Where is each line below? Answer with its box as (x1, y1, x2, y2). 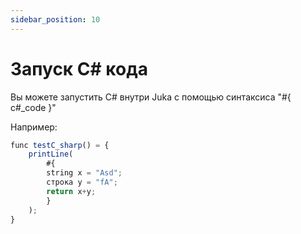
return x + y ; (46, 186, 97, 196)
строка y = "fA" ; (46, 177, 118, 188)
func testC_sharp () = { (10, 140, 110, 150)
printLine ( (28, 149, 74, 160)
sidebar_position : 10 (10, 14, 101, 25)
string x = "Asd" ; (46, 168, 123, 178)
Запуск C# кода (10, 57, 148, 80)
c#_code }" (10, 101, 57, 113)
